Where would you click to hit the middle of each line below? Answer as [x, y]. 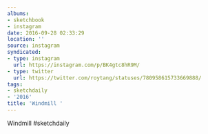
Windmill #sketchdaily [39, 123]
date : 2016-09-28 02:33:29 [46, 33]
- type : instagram [33, 59]
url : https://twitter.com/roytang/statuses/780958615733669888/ [107, 78]
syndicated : [24, 52]
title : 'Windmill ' [35, 104]
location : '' [26, 39]
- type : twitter [30, 71]
